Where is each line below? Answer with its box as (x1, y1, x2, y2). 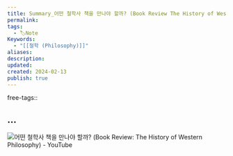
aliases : (7, 49, 33, 56)
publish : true (7, 74, 49, 82)
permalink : (7, 17, 39, 24)
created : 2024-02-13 (7, 68, 67, 75)
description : (7, 55, 45, 62)
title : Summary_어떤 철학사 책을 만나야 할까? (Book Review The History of (7, 10, 214, 17)
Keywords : (7, 36, 36, 43)
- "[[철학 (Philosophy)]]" (13, 42, 89, 49)
